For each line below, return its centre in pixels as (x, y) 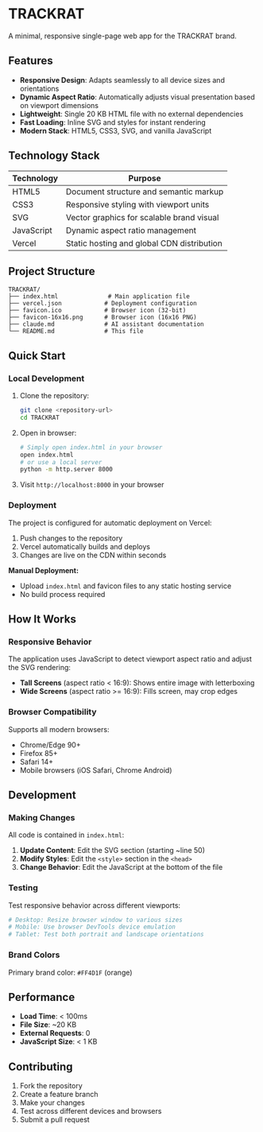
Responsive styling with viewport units (138, 204)
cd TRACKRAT (39, 417)
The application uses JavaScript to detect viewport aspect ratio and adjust (130, 659)
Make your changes (52, 1103)
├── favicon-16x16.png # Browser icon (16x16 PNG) (102, 318)
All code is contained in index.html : (66, 835)
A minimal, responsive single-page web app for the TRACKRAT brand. (122, 36)
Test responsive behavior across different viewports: (95, 905)
